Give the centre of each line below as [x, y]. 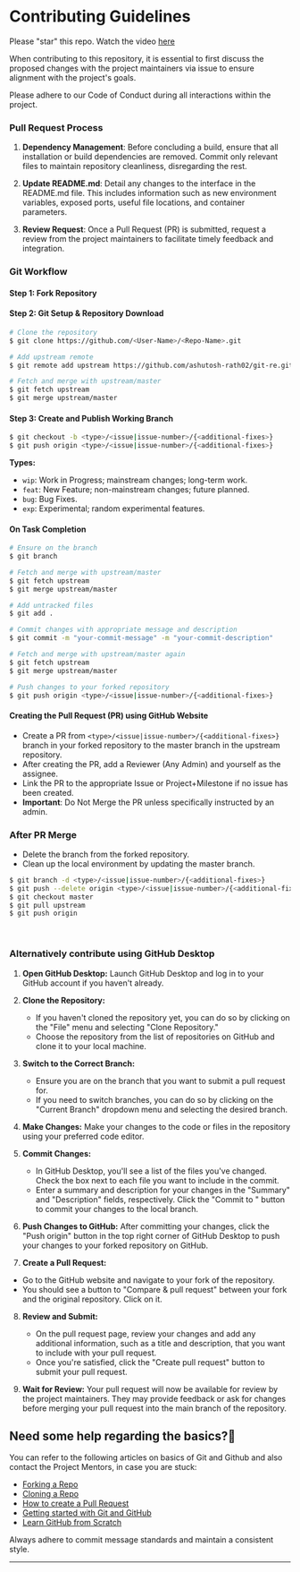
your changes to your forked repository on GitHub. [115, 1245]
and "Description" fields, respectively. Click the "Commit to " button [160, 1199]
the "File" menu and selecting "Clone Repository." [127, 1027]
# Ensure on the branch [54, 548]
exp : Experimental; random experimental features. [113, 508]
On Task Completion [48, 529]
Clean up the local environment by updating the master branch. [138, 863]
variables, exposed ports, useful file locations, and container [133, 202]
